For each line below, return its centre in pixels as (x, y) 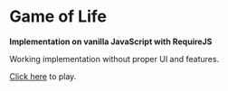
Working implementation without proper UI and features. (114, 59)
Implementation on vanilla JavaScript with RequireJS (111, 41)
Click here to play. (43, 76)
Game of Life (58, 17)
